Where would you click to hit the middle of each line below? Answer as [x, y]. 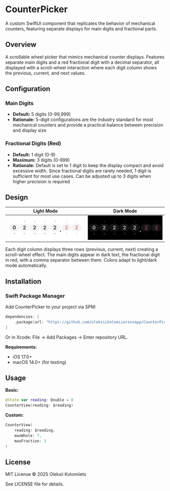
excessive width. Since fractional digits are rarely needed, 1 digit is [82, 171]
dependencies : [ [22, 317]
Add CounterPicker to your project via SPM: [51, 307]
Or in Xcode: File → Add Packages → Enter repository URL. [67, 337]
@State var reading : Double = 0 [39, 400]
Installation [23, 281]
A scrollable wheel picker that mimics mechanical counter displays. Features [85, 57]
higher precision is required [41, 181]
